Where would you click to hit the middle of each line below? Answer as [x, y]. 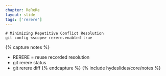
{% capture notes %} [28, 47]
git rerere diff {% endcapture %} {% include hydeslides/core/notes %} [87, 68]
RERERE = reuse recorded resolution [51, 57]
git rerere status [29, 63]
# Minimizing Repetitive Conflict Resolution [54, 34]
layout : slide [20, 15]
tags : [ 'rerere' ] [24, 19]
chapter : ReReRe [22, 10]
